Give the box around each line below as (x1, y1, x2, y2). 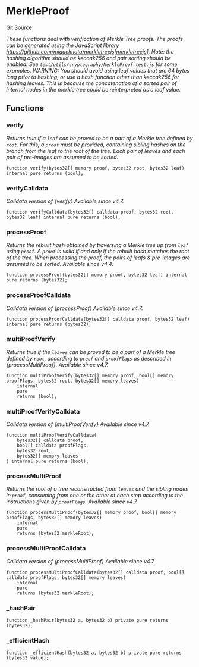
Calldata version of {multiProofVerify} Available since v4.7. (6, 421, 150, 428)
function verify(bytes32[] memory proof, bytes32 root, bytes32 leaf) (6, 165, 185, 171)
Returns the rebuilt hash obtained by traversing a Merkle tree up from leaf (6, 242, 189, 249)
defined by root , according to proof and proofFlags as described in (6, 355, 172, 362)
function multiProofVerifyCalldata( (6, 433, 97, 439)
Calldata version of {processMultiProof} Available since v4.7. (6, 558, 156, 565)
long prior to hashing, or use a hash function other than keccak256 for (6, 73, 179, 80)
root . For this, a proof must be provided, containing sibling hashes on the (6, 141, 186, 148)
